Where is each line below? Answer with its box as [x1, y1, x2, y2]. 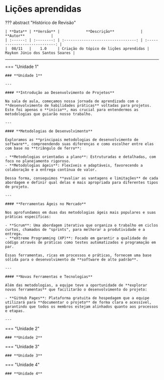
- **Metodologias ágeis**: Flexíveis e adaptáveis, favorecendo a [5, 163, 143, 168]
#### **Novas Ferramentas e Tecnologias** [5, 274, 93, 279]
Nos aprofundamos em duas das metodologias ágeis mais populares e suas [5, 210, 156, 215]
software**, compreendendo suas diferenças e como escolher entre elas [5, 141, 154, 146]
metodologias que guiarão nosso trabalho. [5, 112, 93, 116]
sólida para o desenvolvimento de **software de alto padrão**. [5, 257, 139, 262]
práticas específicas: [5, 214, 51, 219]
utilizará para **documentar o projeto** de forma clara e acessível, [5, 300, 152, 305]
